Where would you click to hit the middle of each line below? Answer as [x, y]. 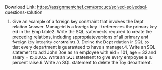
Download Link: [21, 7]
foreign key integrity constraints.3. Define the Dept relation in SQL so [81, 42]
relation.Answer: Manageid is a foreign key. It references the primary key [84, 27]
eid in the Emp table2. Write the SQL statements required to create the [82, 32]
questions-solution [24, 12]
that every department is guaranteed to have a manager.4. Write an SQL [84, 47]
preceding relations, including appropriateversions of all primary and [80, 37]
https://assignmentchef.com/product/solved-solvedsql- [92, 7]
